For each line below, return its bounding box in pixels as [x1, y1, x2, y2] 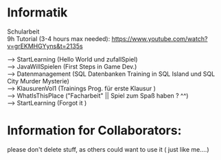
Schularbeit [7, 27, 40, 36]
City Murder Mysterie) [7, 77, 70, 85]
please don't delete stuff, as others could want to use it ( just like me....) [7, 145, 209, 153]
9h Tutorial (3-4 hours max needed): [7, 34, 110, 42]
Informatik [7, 5, 68, 21]
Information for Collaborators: [7, 123, 182, 138]
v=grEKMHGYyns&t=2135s [7, 42, 84, 50]
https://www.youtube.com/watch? [111, 34, 208, 42]
